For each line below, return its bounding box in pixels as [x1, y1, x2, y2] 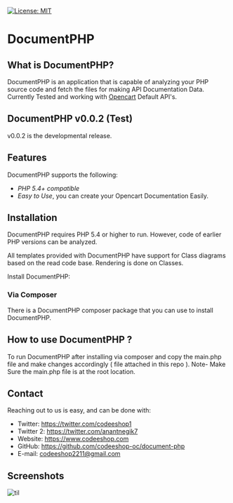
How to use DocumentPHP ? [7, 334, 133, 346]
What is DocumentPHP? [7, 59, 114, 71]
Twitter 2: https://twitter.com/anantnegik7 [17, 427, 138, 436]
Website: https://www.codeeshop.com [17, 435, 129, 443]
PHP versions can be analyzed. [7, 238, 98, 246]
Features [7, 152, 47, 164]
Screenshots [7, 470, 65, 482]
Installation [7, 212, 58, 224]
